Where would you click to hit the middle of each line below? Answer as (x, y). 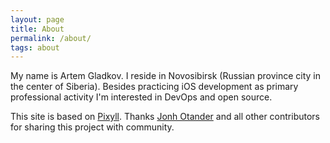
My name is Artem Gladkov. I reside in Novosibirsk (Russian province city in (166, 76)
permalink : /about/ (51, 38)
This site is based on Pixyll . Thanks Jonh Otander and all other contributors (165, 117)
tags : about (35, 47)
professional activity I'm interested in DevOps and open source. (141, 97)
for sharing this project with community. (92, 127)
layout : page (37, 19)
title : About (37, 29)
